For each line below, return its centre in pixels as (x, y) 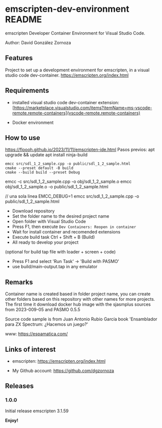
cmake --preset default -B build (39, 168)
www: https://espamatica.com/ (36, 334)
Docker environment (33, 122)
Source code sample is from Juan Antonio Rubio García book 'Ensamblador (81, 319)
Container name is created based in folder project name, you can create (78, 294)
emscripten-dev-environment (67, 9)
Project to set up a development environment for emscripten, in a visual (77, 70)
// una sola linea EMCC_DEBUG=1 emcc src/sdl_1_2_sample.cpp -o (72, 196)
